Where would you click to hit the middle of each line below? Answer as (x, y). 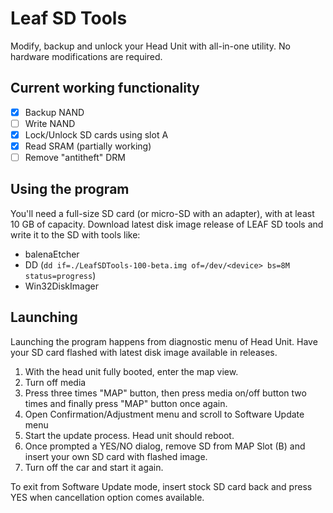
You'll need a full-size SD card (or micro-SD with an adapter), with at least (162, 213)
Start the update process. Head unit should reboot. (129, 435)
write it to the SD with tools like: (75, 234)
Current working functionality (105, 88)
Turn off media (55, 382)
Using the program (70, 189)
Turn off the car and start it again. (94, 467)
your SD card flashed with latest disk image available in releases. (144, 352)
